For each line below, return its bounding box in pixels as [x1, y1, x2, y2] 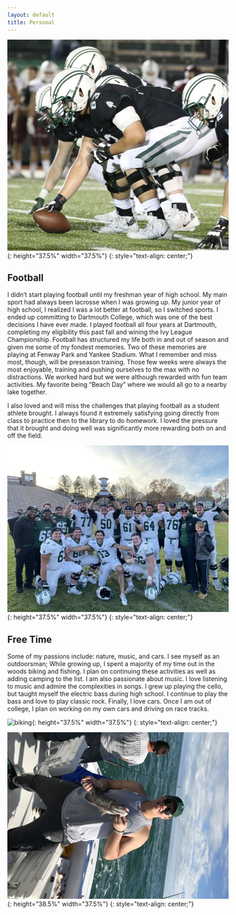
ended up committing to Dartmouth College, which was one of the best [7, 313, 213, 321]
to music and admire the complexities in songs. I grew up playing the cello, [7, 682, 223, 691]
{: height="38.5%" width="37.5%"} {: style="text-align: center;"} [7, 899, 195, 909]
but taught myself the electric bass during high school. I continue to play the [7, 689, 228, 698]
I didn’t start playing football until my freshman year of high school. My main [7, 290, 228, 299]
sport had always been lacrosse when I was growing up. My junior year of [7, 298, 221, 307]
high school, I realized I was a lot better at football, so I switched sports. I [7, 305, 219, 314]
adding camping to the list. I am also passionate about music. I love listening [7, 675, 228, 683]
